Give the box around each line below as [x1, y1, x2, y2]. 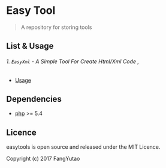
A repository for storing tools [20, 23, 92, 31]
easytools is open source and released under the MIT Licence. [6, 143, 161, 151]
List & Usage [6, 41, 54, 51]
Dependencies [6, 94, 62, 104]
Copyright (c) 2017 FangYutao [6, 155, 80, 163]
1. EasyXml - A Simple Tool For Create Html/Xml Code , [6, 58, 140, 65]
